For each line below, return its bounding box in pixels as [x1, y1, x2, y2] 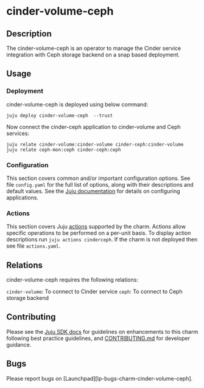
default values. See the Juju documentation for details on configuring [6, 187, 181, 195]
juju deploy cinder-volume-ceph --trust [6, 113, 113, 119]
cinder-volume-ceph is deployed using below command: [6, 100, 148, 108]
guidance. [6, 341, 32, 348]
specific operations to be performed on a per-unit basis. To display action [6, 229, 191, 237]
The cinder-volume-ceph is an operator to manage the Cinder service [6, 44, 181, 52]
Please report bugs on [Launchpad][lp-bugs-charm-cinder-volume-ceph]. [6, 375, 193, 382]
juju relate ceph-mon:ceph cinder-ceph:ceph [6, 147, 121, 153]
